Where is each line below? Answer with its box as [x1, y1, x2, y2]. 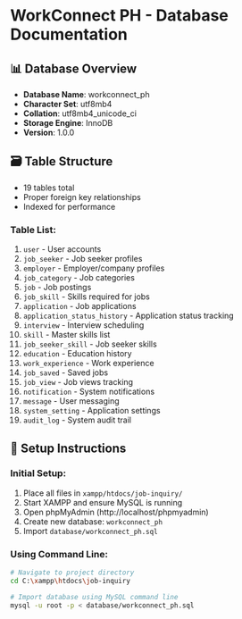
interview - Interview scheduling [22, 320, 145, 330]
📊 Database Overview [10, 61, 138, 76]
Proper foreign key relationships [22, 191, 141, 202]
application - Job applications [22, 301, 137, 312]
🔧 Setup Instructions [10, 440, 127, 456]
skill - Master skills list [22, 330, 111, 340]
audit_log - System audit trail [22, 414, 132, 425]
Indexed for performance [22, 201, 116, 212]
